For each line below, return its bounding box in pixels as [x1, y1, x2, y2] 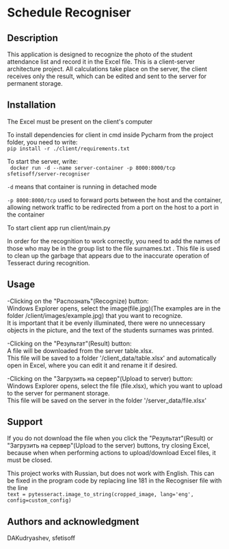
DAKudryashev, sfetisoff [7, 534, 75, 542]
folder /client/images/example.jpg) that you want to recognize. [7, 311, 183, 319]
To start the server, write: [7, 157, 79, 165]
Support [7, 416, 43, 428]
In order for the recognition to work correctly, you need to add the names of [7, 236, 221, 245]
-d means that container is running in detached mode [7, 182, 157, 191]
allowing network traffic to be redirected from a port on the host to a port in [7, 203, 219, 211]
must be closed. [7, 456, 53, 464]
